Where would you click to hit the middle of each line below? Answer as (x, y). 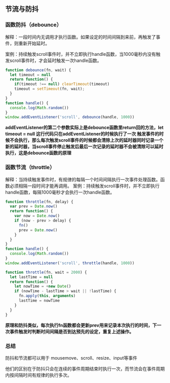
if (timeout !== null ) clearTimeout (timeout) (62, 84)
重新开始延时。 (34, 43)
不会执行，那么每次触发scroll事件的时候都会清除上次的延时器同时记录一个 (86, 140)
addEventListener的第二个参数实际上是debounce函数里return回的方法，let (84, 127)
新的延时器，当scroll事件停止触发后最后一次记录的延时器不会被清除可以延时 (84, 147)
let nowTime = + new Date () (43, 286)
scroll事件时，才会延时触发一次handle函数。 (56, 60)
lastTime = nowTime (39, 301)
